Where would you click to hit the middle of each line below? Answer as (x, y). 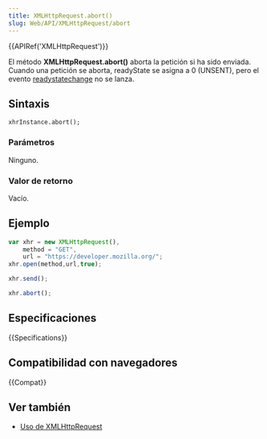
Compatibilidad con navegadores (93, 363)
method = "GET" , (50, 250)
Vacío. (19, 198)
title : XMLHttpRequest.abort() (61, 16)
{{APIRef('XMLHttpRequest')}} (59, 46)
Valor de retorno (41, 181)
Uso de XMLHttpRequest (61, 427)
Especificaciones (53, 318)
